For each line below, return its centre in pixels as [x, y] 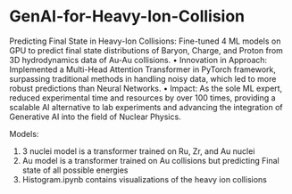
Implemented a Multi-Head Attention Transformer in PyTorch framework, [143, 69]
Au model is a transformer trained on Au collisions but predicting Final [150, 160]
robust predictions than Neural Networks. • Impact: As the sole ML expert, [146, 88]
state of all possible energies [75, 170]
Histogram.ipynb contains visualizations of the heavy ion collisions [145, 179]
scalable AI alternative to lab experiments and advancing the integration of [146, 107]
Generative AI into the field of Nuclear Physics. [95, 117]
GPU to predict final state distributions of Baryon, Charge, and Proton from [146, 50]
